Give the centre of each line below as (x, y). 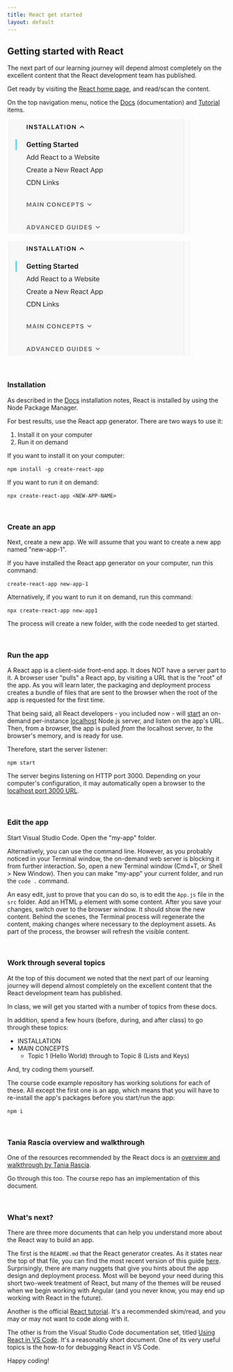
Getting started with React (65, 51)
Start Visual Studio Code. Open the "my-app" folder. (82, 837)
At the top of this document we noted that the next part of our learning (108, 978)
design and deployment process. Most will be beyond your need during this (115, 1276)
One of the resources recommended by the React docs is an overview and (114, 1158)
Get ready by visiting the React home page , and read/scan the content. (109, 89)
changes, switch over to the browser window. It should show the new (106, 909)
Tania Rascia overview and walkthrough (76, 1142)
